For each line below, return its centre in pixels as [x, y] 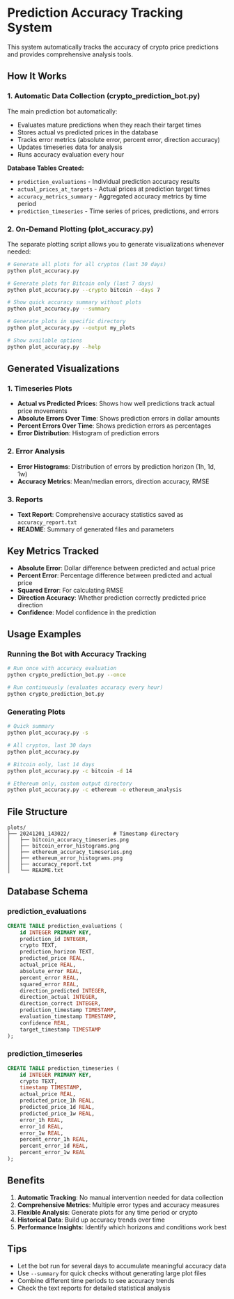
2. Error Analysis [36, 451]
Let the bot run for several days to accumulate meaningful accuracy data [122, 1266]
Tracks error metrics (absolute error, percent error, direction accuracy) [119, 139]
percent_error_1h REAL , [54, 1139]
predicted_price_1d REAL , [57, 1107]
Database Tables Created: [46, 168]
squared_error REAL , [49, 984]
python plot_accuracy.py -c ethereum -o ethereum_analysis [95, 790]
